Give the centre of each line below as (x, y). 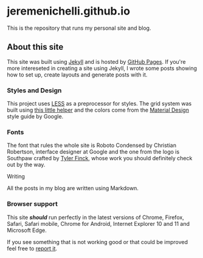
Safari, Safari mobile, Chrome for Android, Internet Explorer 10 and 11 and (98, 223)
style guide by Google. (35, 117)
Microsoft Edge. (27, 230)
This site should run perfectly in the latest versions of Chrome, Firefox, (95, 217)
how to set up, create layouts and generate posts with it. (77, 75)
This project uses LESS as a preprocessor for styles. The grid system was (99, 104)
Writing (16, 177)
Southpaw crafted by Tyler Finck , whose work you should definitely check (100, 158)
